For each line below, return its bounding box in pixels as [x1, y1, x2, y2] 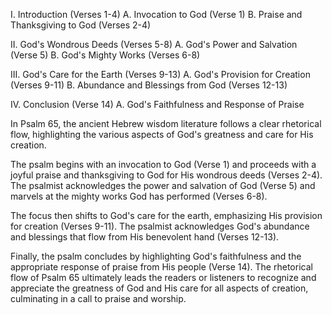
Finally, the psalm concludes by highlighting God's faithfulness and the [10, 250, 302, 262]
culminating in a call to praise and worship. [10, 293, 187, 304]
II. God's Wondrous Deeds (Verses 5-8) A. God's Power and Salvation [10, 39, 298, 50]
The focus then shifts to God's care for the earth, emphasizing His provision [10, 210, 323, 221]
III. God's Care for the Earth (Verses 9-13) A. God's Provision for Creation [10, 69, 311, 80]
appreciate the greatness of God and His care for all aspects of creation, [10, 282, 309, 294]
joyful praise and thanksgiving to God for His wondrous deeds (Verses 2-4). [10, 169, 323, 181]
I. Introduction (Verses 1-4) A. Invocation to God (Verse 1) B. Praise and [10, 9, 303, 20]
